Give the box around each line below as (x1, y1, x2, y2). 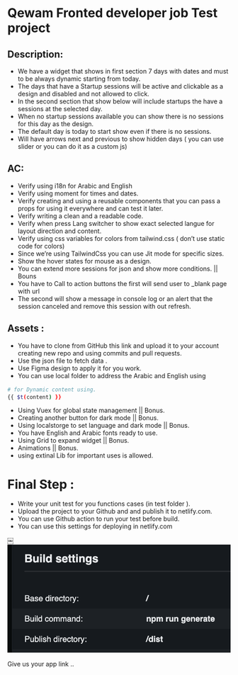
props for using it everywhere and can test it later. (17, 204, 164, 212)
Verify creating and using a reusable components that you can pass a (17, 196, 221, 205)
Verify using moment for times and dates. (17, 189, 139, 198)
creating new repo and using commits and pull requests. (17, 348, 182, 357)
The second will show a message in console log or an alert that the (17, 294, 213, 302)
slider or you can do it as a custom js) (17, 142, 127, 150)
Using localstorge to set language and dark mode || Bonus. (17, 421, 190, 430)
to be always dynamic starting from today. (17, 74, 141, 83)
